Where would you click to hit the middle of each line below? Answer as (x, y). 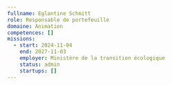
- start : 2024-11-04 (43, 45)
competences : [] (30, 33)
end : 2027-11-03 (43, 52)
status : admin (40, 64)
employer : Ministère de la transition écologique (93, 58)
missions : (21, 39)
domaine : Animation (35, 26)
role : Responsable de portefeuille (58, 20)
